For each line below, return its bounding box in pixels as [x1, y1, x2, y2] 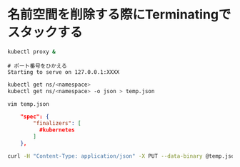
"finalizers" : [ [33, 120, 81, 127]
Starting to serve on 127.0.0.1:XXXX [7, 68, 120, 75]
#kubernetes [39, 126, 75, 134]
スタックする [7, 24, 84, 41]
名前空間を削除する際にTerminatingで [7, 6, 231, 23]
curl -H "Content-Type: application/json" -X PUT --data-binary [7, 152, 203, 160]
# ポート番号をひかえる [7, 62, 67, 70]
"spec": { [20, 113, 50, 121]
